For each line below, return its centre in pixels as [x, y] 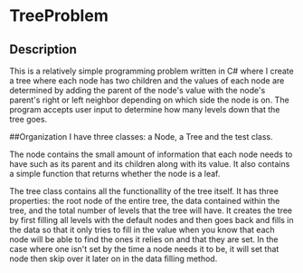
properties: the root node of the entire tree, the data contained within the [145, 201]
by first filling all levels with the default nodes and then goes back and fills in [151, 220]
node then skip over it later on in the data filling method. [114, 258]
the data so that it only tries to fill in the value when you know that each [142, 229]
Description [43, 49]
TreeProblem [59, 16]
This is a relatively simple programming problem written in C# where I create [151, 71]
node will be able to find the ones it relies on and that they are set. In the [144, 239]
